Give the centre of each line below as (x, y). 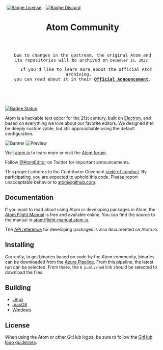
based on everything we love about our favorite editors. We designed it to (80, 123)
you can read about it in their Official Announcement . (82, 79)
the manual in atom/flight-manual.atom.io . (47, 220)
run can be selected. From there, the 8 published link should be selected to (81, 267)
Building (18, 287)
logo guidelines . (21, 342)
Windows (22, 310)
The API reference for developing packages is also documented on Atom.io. (82, 229)
